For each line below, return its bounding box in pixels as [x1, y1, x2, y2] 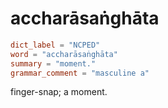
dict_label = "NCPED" [10, 40, 101, 50]
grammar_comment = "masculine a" [10, 68, 150, 78]
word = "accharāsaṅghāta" [10, 49, 118, 59]
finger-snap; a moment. [10, 86, 108, 98]
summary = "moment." [10, 58, 97, 69]
